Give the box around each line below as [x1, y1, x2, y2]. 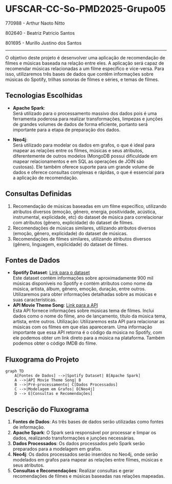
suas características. [12, 297, 57, 303]
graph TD [5, 369, 24, 374]
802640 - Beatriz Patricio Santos [5, 30, 75, 36]
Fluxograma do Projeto [5, 355, 79, 364]
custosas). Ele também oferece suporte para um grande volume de [12, 163, 155, 170]
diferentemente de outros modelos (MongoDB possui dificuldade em [12, 153, 158, 159]
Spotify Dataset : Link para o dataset [12, 269, 90, 276]
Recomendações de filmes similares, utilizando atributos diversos [12, 236, 152, 242]
